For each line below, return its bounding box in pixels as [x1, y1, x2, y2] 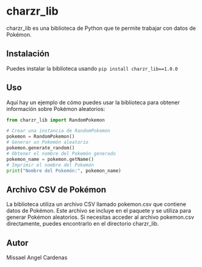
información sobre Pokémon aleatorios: [6, 105, 106, 112]
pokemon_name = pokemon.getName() [6, 156, 95, 162]
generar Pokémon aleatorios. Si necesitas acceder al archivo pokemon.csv [6, 213, 194, 221]
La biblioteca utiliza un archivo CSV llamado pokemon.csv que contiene [6, 201, 186, 208]
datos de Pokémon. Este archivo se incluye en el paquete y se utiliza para [6, 207, 191, 215]
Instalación [6, 49, 50, 59]
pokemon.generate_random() [6, 145, 75, 151]
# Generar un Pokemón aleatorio [6, 139, 88, 146]
